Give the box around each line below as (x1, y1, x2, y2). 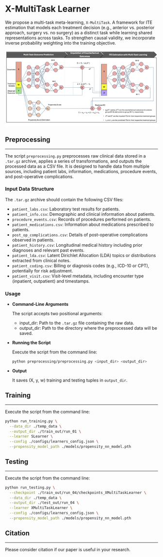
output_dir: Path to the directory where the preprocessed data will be (19, 325, 158, 331)
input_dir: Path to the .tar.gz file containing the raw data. (19, 320, 134, 326)
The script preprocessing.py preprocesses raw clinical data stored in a (5, 153, 146, 159)
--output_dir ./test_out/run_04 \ (9, 500, 79, 505)
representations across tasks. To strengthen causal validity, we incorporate (5, 35, 155, 41)
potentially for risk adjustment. (12, 268, 73, 273)
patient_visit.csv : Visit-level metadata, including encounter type (12, 273, 144, 279)
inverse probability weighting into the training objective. (5, 40, 116, 46)
